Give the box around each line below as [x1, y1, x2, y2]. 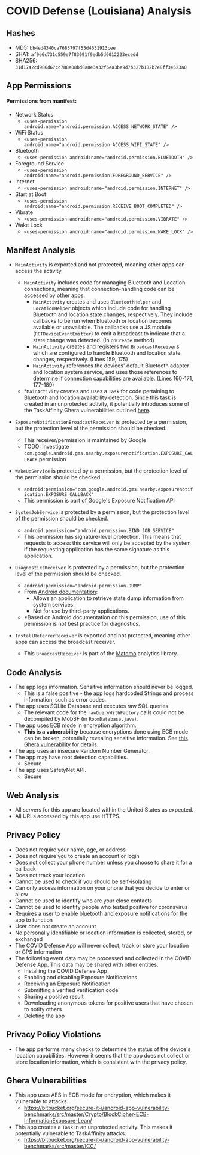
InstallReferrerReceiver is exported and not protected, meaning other [14, 632, 190, 639]
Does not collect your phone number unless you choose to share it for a [14, 859, 192, 866]
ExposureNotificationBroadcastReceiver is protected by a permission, [14, 418, 187, 426]
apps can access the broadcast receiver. [14, 639, 116, 646]
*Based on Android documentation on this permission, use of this [23, 614, 186, 621]
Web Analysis [6, 790, 59, 800]
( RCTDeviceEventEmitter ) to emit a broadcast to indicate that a [32, 330, 186, 337]
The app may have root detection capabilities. [14, 753, 128, 761]
